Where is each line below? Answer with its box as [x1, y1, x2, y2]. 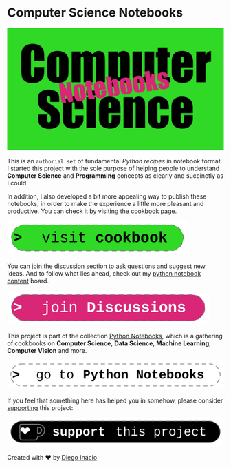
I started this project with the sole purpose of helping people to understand [7, 164, 220, 173]
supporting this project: [7, 403, 74, 411]
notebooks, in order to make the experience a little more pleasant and [7, 200, 204, 208]
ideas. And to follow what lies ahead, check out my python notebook [7, 269, 201, 278]
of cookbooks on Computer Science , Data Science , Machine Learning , [7, 339, 211, 347]
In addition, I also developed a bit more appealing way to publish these [7, 192, 207, 201]
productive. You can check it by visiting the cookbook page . [7, 207, 177, 215]
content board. [7, 277, 49, 285]
